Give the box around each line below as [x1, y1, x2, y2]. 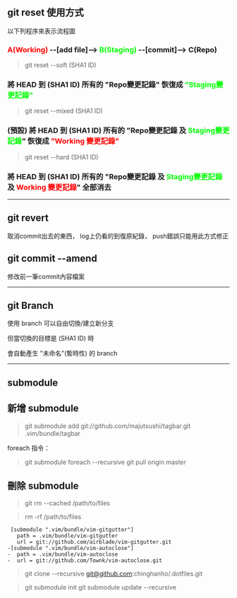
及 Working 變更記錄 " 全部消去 [7, 182, 111, 192]
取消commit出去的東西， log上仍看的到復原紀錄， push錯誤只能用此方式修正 [7, 231, 229, 240]
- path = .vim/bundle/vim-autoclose [7, 551, 119, 559]
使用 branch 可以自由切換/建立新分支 [7, 319, 114, 328]
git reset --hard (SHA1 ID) [24, 152, 99, 161]
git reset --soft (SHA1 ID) [24, 61, 97, 69]
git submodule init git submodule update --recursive [24, 583, 176, 592]
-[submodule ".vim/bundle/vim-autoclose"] [7, 545, 134, 552]
